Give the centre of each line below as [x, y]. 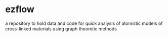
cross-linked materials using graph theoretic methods [61, 28]
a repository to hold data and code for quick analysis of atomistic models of [84, 23]
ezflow [20, 9]
